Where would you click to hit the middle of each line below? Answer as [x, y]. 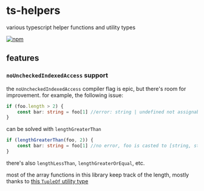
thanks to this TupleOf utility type [47, 181]
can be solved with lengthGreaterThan [54, 129]
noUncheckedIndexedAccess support [57, 75]
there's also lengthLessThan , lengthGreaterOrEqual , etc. [76, 163]
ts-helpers [33, 11]
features [23, 58]
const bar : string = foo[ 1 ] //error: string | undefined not [96, 112]
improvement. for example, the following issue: [65, 95]
